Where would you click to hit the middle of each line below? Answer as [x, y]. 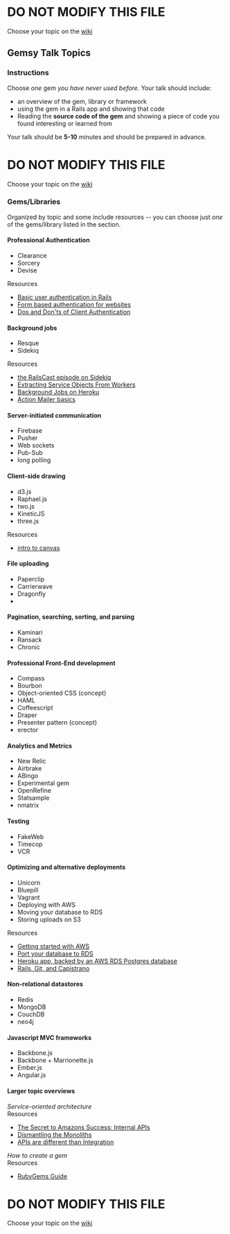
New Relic [32, 761]
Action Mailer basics [46, 400]
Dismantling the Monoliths [54, 1134]
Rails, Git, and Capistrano [53, 968]
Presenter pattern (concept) [57, 723]
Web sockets [36, 446]
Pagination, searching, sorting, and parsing [71, 617]
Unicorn [29, 882]
